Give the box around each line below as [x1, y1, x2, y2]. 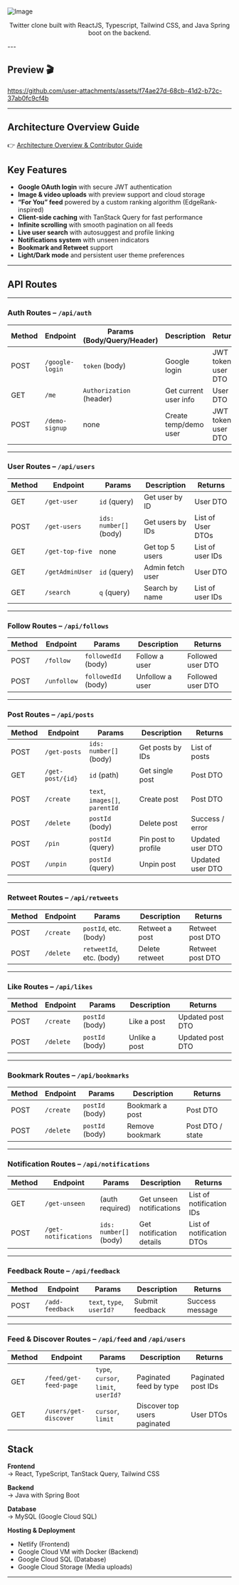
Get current [164, 386, 204, 396]
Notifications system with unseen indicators [17, 236, 149, 244]
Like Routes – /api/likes [7, 981, 93, 991]
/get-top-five [45, 547, 92, 555]
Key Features [7, 164, 68, 176]
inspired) [17, 205, 44, 214]
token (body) [83, 361, 127, 371]
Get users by [143, 517, 187, 527]
